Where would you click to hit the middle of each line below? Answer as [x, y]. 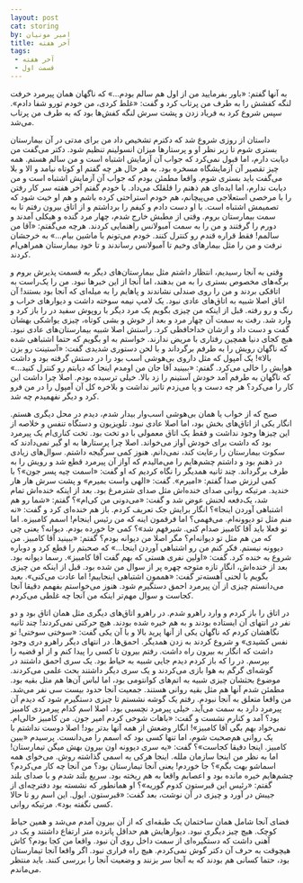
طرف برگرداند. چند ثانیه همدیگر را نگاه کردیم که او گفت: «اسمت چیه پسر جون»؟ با [149, 471]
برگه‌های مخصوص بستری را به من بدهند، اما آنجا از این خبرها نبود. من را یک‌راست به [149, 281]
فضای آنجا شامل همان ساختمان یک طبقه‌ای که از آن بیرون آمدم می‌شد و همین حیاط [150, 821]
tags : [20, 51]
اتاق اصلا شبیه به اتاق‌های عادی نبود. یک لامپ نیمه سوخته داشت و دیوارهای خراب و [148, 300]
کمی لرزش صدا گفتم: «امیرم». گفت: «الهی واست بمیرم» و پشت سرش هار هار [143, 480]
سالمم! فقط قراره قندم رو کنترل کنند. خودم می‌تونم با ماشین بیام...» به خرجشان [145, 235]
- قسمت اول [34, 68]
